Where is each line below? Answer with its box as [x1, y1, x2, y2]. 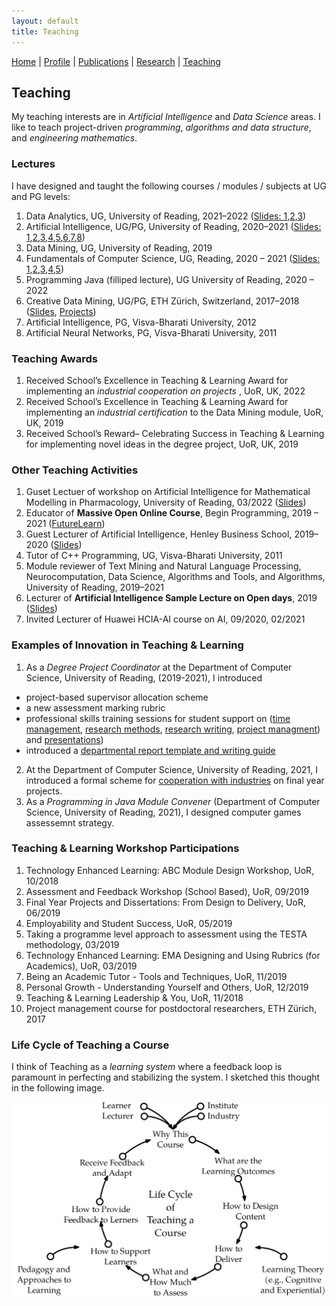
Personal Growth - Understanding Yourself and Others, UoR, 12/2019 [25, 981, 309, 993]
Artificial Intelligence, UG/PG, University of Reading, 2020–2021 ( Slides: [25, 220, 322, 232]
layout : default [11, 16, 79, 26]
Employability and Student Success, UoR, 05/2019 [25, 917, 233, 929]
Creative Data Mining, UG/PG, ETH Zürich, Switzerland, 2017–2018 [25, 295, 300, 307]
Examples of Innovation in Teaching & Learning [11, 638, 244, 652]
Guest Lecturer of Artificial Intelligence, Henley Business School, [25, 528, 293, 540]
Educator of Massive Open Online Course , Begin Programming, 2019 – [25, 507, 319, 519]
